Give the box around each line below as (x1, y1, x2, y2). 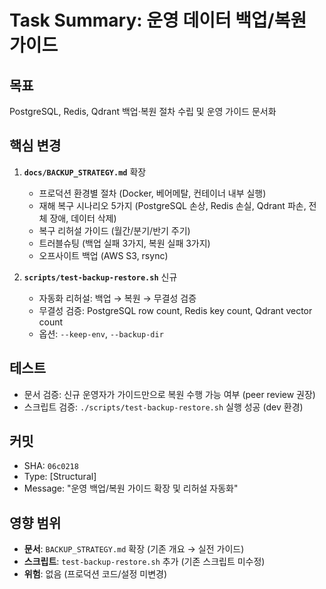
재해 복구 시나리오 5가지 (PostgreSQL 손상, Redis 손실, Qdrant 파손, (38, 199, 307, 211)
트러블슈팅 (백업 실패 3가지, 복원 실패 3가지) (38, 237, 211, 249)
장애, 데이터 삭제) (49, 212, 117, 224)
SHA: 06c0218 (23, 460, 79, 472)
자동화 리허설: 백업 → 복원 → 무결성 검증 (38, 292, 197, 304)
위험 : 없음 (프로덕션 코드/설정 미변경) (23, 568, 168, 580)
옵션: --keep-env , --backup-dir (38, 327, 164, 340)
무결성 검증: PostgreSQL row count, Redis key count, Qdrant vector (38, 304, 313, 316)
